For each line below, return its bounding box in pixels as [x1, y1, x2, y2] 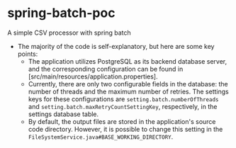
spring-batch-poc [7, 5, 116, 21]
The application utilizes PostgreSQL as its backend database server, [28, 57, 227, 65]
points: [17, 50, 38, 58]
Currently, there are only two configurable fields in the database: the [28, 79, 228, 88]
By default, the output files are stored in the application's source [28, 117, 216, 125]
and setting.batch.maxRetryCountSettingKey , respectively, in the [28, 102, 218, 110]
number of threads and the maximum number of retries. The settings [28, 87, 229, 96]
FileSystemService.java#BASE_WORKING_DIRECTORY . [28, 132, 174, 141]
